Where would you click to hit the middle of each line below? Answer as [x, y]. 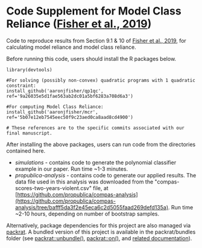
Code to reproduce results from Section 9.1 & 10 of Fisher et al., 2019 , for [96, 40]
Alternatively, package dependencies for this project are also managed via [99, 225]
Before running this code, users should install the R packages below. [91, 59]
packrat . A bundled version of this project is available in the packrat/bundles [101, 232]
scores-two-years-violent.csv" [53, 188]
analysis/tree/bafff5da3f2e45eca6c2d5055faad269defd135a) [92, 207]
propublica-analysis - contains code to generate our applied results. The [106, 175]
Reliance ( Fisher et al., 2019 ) [79, 24]
